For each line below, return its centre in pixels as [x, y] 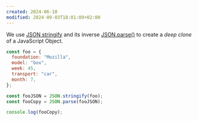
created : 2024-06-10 [32, 12]
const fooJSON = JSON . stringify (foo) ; [55, 96]
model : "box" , [29, 63]
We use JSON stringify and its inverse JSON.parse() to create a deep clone [99, 34]
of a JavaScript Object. [34, 41]
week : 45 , [24, 69]
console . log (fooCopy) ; [34, 112]
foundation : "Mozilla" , [41, 58]
